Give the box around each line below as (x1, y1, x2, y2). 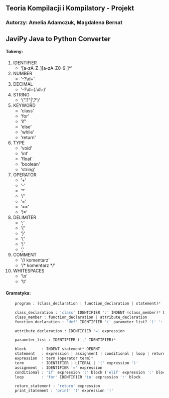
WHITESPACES (13, 268, 45, 274)
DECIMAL (13, 81, 33, 87)
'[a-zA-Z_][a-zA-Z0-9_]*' (20, 65, 73, 71)
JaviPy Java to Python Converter (6, 35, 111, 43)
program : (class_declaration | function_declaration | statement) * (15, 301, 161, 306)
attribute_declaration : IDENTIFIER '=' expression (15, 328, 125, 333)
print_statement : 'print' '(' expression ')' (15, 388, 114, 393)
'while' (20, 129, 35, 135)
